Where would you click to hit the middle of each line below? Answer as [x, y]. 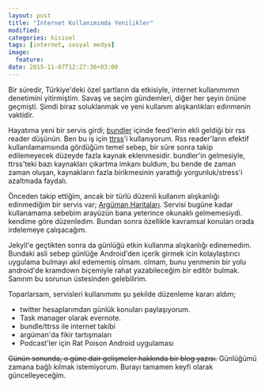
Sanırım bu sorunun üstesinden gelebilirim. [78, 279]
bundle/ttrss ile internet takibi [68, 326]
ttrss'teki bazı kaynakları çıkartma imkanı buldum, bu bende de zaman [122, 164]
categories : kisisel [42, 38]
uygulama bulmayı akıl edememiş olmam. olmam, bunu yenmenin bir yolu [127, 261]
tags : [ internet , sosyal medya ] [61, 45]
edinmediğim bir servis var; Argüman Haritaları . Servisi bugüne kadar [121, 204]
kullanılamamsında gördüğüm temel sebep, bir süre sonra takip [111, 146]
